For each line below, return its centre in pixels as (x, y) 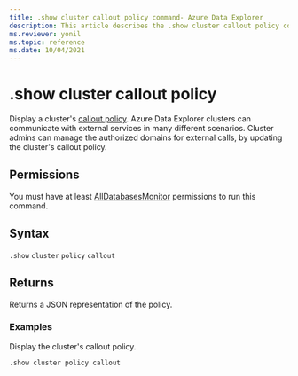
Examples (31, 327)
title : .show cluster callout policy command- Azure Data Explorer (137, 17)
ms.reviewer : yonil (45, 34)
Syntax (29, 234)
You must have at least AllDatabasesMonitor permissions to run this (133, 196)
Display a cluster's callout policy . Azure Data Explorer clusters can (130, 119)
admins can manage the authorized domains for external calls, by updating (146, 137)
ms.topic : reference (47, 42)
